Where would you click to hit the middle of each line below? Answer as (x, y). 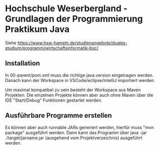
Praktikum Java (37, 29)
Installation (23, 63)
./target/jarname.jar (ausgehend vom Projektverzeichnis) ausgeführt (74, 138)
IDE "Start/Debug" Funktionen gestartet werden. (54, 100)
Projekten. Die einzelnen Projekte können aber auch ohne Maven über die (79, 95)
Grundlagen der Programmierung (74, 19)
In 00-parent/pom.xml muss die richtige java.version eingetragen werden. (80, 75)
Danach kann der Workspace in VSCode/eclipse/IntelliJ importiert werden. (80, 80)
